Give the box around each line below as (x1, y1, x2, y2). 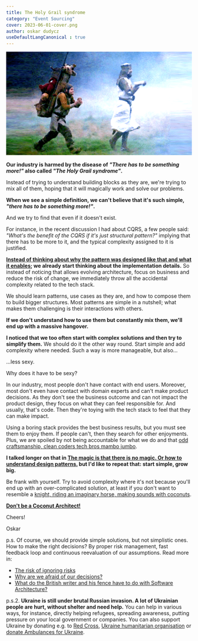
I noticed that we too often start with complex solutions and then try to (6, 334, 182, 341)
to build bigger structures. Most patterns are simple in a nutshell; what (6, 299, 177, 306)
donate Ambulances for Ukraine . (6, 629, 85, 636)
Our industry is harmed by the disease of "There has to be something (6, 161, 180, 168)
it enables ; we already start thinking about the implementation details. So (6, 262, 190, 269)
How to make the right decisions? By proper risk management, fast (6, 543, 169, 550)
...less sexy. (6, 358, 35, 366)
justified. (6, 245, 28, 252)
